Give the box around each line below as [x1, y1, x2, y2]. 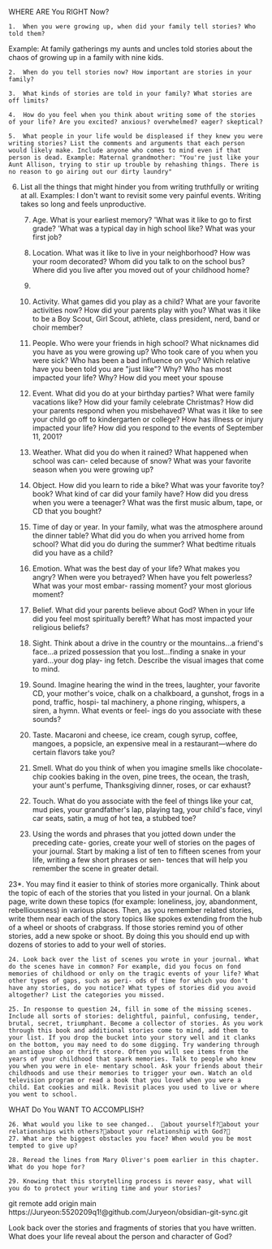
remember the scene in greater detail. [32, 864, 159, 873]
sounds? [32, 715, 62, 724]
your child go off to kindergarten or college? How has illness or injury [32, 414, 264, 424]
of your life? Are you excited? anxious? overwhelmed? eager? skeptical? [8, 118, 264, 126]
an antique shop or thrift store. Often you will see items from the [8, 1048, 249, 1056]
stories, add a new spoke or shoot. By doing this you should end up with [8, 931, 250, 940]
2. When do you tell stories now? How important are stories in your [8, 68, 253, 76]
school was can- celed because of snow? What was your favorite [32, 456, 252, 465]
